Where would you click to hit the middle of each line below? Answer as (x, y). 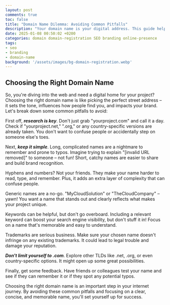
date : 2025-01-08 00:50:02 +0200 (40, 34)
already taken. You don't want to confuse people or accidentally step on (80, 132)
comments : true (21, 15)
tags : (11, 43)
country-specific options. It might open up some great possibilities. (75, 261)
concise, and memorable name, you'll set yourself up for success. (74, 297)
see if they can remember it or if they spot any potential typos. (70, 276)
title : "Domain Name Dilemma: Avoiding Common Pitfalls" (67, 24)
